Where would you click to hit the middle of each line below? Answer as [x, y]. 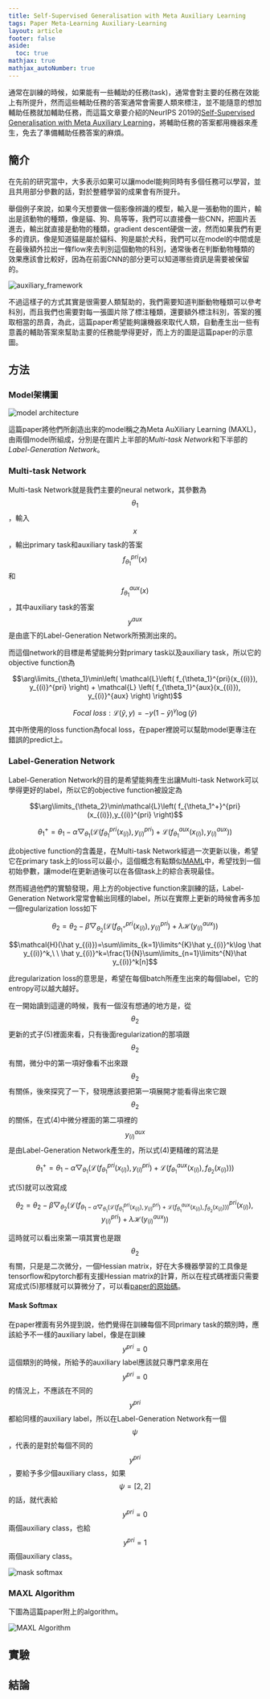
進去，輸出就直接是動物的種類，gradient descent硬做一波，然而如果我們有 [131, 228]
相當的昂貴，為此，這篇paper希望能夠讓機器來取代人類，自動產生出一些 [134, 322]
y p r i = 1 [135, 1542]
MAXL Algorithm [41, 1593]
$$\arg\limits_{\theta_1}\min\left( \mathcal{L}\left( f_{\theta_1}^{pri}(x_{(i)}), [135, 679]
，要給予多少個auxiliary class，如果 [67, 1473]
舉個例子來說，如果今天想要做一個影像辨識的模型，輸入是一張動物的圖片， [131, 208]
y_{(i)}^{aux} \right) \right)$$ [135, 696]
